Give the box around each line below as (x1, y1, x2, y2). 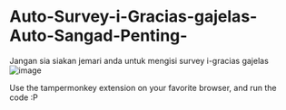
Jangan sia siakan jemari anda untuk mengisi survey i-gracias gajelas (9, 55, 270, 66)
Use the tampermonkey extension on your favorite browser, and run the (9, 82, 277, 93)
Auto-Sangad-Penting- (9, 25, 188, 46)
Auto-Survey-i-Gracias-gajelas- (9, 6, 258, 27)
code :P (9, 92, 39, 103)
